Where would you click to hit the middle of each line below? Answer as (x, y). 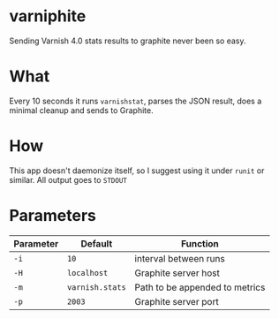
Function (200, 243)
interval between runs (180, 258)
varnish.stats (96, 287)
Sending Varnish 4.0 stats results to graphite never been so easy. (128, 41)
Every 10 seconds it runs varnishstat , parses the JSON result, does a (136, 101)
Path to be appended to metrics (200, 287)
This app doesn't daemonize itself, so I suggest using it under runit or (137, 171)
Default (97, 243)
